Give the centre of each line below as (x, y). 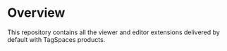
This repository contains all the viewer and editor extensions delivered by (114, 32)
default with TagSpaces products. (56, 39)
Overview (36, 13)
